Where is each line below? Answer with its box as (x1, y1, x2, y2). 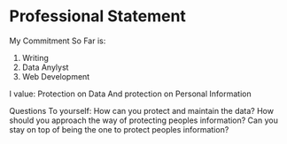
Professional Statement (9, 6, 186, 27)
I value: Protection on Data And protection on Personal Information (9, 88, 252, 99)
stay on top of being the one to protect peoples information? (9, 124, 229, 134)
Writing (21, 52, 49, 63)
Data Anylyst (21, 62, 69, 72)
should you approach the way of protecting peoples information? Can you (9, 115, 279, 125)
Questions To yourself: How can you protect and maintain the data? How (9, 105, 275, 116)
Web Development (21, 71, 90, 81)
